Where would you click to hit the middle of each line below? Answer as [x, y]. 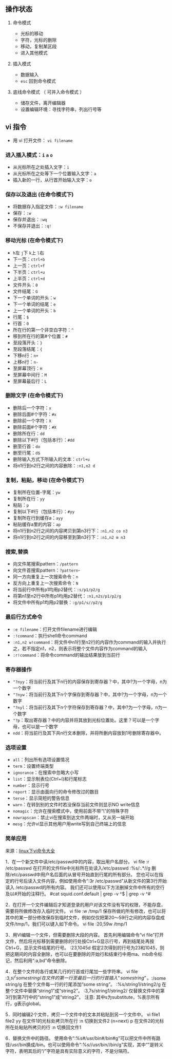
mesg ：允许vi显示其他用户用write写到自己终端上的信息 [70, 824]
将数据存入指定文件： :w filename [48, 206]
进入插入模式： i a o [29, 155]
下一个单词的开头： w [34, 297]
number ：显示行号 [31, 785]
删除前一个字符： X [32, 421]
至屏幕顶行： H [27, 368]
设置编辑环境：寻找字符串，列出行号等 [61, 109]
